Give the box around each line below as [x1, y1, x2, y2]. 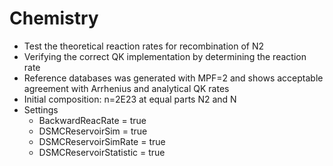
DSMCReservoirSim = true [38, 125, 148, 137]
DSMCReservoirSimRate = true [38, 135, 166, 147]
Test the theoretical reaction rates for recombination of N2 [23, 40, 265, 52]
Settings [23, 103, 59, 116]
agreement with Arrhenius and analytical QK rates [23, 82, 230, 94]
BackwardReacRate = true [38, 114, 147, 126]
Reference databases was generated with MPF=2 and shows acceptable [23, 72, 324, 84]
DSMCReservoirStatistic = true [38, 146, 166, 158]
